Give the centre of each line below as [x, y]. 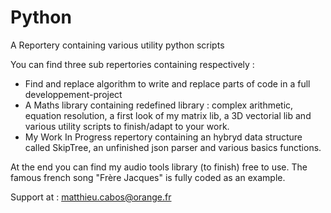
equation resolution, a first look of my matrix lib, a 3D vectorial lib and [168, 115]
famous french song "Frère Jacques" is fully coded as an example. [148, 177]
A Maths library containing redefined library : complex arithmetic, [159, 105]
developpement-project [73, 94]
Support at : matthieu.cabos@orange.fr [91, 197]
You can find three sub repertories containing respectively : [132, 64]
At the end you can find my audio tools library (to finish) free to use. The [159, 167]
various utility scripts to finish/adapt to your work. [127, 126]
